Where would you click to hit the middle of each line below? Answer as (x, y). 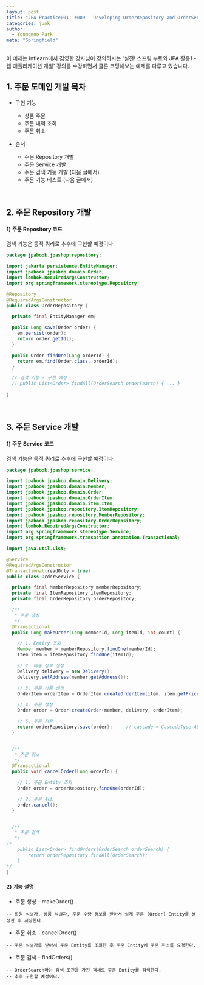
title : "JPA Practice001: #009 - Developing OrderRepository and (90, 18)
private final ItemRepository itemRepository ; (72, 593)
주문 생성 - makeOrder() (44, 901)
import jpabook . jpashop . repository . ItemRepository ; (73, 509)
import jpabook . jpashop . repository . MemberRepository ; (76, 515)
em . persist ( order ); (42, 333)
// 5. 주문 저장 (35, 721)
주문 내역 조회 (40, 123)
